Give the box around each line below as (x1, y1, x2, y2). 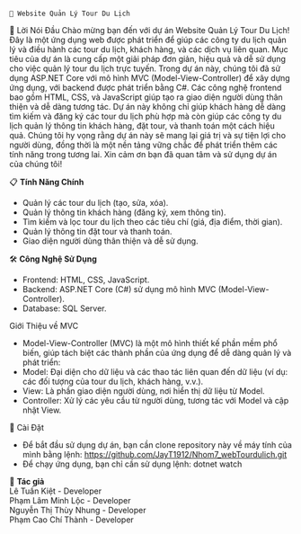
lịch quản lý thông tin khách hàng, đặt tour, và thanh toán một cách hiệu (9, 120, 276, 131)
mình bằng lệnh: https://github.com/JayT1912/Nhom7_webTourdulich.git (22, 449, 288, 459)
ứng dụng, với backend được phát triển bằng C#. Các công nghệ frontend (9, 83, 282, 93)
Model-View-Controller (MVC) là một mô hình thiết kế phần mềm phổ (22, 338, 279, 348)
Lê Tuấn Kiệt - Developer (9, 485, 102, 496)
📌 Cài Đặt (9, 423, 45, 432)
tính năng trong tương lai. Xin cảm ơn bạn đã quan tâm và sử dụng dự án (9, 149, 277, 159)
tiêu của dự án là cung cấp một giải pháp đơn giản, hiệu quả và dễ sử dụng (9, 54, 286, 64)
